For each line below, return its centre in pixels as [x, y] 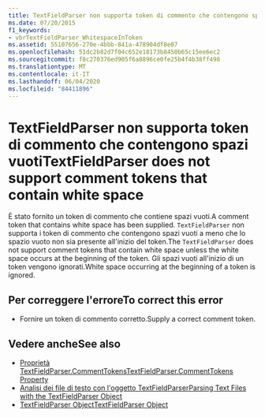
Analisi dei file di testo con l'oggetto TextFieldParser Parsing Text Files [133, 388]
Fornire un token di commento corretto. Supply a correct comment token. [138, 319]
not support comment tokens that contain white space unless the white [123, 250]
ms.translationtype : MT [47, 67]
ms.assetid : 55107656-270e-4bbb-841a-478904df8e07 [93, 45]
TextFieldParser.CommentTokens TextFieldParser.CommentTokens [127, 370]
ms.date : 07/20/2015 [42, 23]
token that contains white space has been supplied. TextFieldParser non [126, 225]
